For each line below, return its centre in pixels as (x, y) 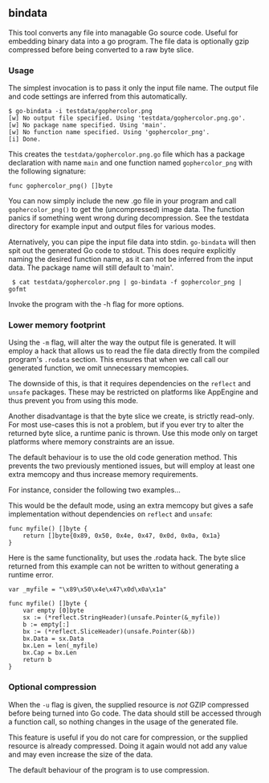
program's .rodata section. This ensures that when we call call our (118, 360)
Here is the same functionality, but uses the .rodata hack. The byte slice (127, 558)
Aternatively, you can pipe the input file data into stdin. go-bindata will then (132, 242)
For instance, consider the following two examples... (94, 490)
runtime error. (31, 575)
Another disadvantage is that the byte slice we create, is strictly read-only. (131, 416)
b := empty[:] (46, 625)
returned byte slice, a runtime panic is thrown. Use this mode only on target (133, 434)
